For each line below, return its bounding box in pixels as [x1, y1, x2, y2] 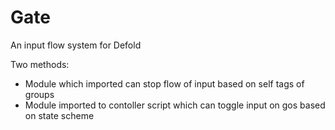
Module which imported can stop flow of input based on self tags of [24, 77, 305, 90]
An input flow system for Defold [10, 39, 142, 51]
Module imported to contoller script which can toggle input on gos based [24, 99, 326, 111]
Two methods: [10, 58, 70, 70]
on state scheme [24, 109, 95, 121]
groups [24, 88, 55, 100]
